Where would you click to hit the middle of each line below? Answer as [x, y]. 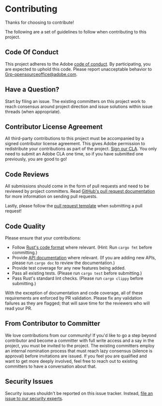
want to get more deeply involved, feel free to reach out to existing [71, 361]
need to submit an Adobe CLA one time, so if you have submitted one [74, 154]
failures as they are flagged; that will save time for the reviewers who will [77, 303]
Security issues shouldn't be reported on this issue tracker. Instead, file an [79, 393]
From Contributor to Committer [53, 324]
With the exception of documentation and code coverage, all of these [74, 293]
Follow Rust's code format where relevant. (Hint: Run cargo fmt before [82, 247]
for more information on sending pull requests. [51, 196]
